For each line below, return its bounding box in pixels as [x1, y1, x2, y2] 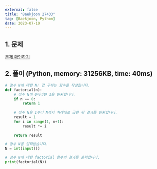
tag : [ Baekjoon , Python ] [5, 16, 55, 21]
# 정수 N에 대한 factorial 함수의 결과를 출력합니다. [5, 155, 100, 160]
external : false [5, 7, 38, 12]
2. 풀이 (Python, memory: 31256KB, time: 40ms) [5, 69, 153, 78]
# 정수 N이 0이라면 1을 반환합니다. [14, 92, 76, 97]
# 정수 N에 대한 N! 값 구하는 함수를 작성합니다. [5, 83, 90, 88]
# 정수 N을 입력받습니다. [5, 142, 49, 147]
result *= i [22, 124, 47, 128]
